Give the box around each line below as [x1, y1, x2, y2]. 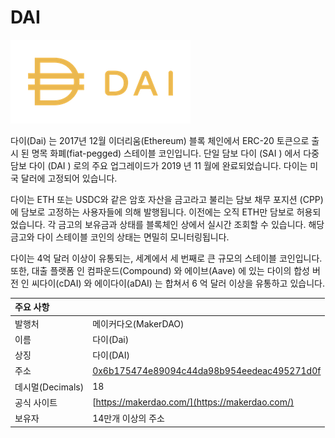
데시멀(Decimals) [14, 381, 85, 393]
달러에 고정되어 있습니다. [20, 172, 118, 184]
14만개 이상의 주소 [92, 412, 165, 425]
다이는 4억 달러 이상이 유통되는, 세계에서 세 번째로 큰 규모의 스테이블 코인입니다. [10, 252, 323, 264]
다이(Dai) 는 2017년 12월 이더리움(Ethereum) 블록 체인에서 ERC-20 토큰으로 [10, 134, 310, 146]
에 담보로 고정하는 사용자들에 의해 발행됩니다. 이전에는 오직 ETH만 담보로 [10, 206, 295, 218]
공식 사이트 [14, 396, 58, 408]
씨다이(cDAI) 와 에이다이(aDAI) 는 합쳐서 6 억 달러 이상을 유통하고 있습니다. [31, 277, 325, 289]
